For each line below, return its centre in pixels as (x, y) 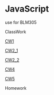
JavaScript (27, 9)
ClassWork (16, 32)
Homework (16, 88)
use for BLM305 (21, 22)
